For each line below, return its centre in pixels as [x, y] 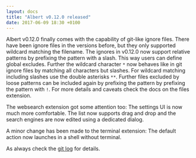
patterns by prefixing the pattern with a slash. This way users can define [94, 58]
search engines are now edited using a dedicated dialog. [75, 120]
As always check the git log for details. [53, 149]
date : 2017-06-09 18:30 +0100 [43, 22]
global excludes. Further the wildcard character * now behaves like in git [94, 64]
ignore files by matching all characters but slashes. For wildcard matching [96, 71]
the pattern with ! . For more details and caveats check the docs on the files [98, 90]
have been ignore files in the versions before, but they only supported [91, 45]
